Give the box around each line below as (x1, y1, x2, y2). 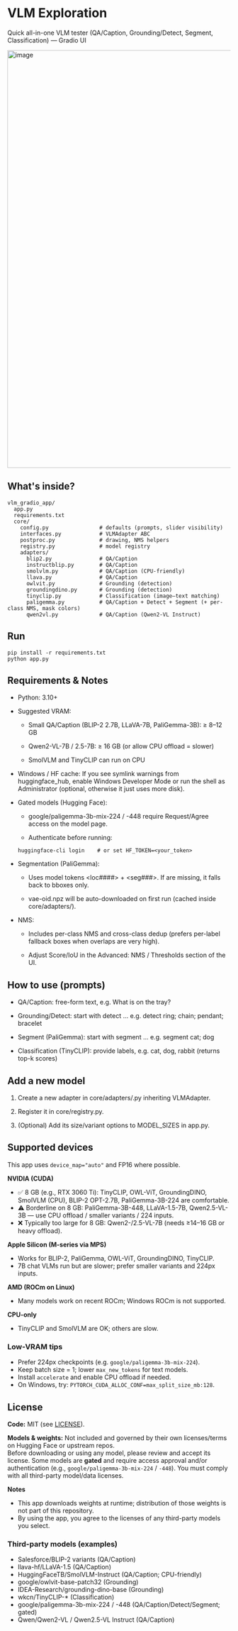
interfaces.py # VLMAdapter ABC (20, 530, 151, 537)
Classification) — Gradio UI (7, 35, 86, 44)
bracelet (17, 1019, 42, 1028)
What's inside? (7, 480, 76, 492)
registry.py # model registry (20, 543, 151, 550)
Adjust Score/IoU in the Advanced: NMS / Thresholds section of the (28, 951, 226, 959)
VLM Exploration (7, 5, 108, 21)
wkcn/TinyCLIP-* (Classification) (17, 1593, 115, 1601)
